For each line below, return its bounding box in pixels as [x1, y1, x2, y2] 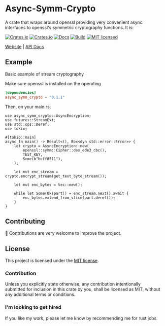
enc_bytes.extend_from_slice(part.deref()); [23, 195, 116, 200]
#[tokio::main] [5, 135, 36, 140]
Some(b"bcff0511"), [23, 156, 63, 161]
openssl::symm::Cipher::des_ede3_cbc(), [23, 147, 107, 153]
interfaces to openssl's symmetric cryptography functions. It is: [5, 24, 134, 30]
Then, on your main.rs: [5, 104, 51, 109]
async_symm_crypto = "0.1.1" [5, 95, 65, 100]
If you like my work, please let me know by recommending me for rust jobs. [5, 315, 158, 321]
